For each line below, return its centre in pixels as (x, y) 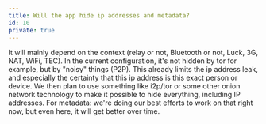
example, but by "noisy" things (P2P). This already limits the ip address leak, (133, 70)
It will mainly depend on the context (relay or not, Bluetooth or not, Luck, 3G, (133, 53)
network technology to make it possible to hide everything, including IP (124, 95)
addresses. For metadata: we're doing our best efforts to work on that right (131, 103)
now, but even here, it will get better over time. (84, 111)
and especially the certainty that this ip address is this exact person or (123, 78)
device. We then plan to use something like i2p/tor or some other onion (124, 86)
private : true (32, 30)
